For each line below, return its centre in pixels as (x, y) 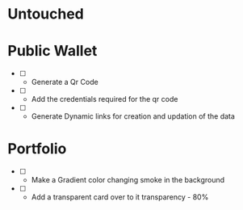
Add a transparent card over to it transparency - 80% (120, 197)
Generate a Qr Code (65, 82)
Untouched (46, 14)
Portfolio (37, 149)
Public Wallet (52, 51)
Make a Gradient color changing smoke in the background (128, 180)
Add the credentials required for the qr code (105, 99)
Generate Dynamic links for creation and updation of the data (133, 116)
